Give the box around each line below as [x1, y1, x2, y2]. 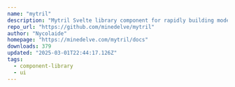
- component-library [13, 62, 73, 69]
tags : [7, 56, 23, 63]
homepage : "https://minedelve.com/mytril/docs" [7, 36, 149, 43]
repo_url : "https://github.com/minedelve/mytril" [7, 23, 155, 30]
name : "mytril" [7, 10, 52, 18]
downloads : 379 [7, 43, 52, 50]
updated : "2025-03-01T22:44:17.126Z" [7, 50, 117, 57]
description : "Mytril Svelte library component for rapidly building [7, 17, 215, 24]
